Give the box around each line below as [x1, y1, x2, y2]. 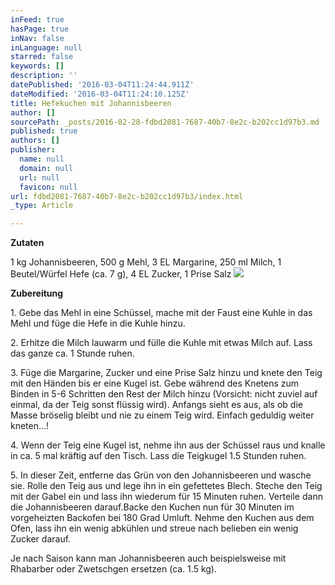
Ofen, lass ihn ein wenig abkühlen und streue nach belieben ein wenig [10, 522, 299, 535]
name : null [19, 154, 65, 164]
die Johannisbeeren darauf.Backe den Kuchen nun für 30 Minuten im [10, 501, 295, 513]
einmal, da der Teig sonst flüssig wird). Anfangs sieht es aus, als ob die [10, 399, 303, 411]
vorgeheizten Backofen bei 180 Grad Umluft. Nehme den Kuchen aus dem [10, 512, 315, 524]
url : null [19, 172, 60, 183]
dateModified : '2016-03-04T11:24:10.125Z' [10, 89, 190, 99]
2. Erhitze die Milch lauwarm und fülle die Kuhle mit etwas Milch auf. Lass [10, 337, 313, 349]
